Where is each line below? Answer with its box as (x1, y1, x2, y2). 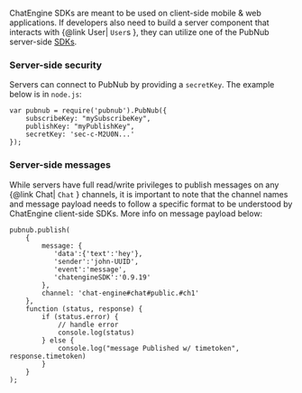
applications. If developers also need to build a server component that (9, 17, 270, 28)
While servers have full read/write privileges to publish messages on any (9, 179, 279, 190)
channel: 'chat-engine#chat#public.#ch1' (41, 288, 200, 297)
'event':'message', (53, 265, 127, 274)
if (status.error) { (41, 312, 119, 321)
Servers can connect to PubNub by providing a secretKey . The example (9, 79, 275, 90)
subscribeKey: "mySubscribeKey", (25, 114, 151, 123)
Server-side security (9, 59, 102, 71)
